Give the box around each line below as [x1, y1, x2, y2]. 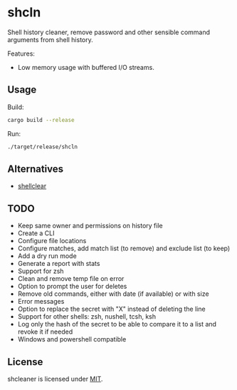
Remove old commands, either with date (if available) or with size [17, 289, 209, 298]
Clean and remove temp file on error [17, 274, 125, 283]
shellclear [17, 182, 47, 190]
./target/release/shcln [7, 143, 78, 150]
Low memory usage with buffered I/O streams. [17, 63, 154, 71]
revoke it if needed [17, 327, 73, 336]
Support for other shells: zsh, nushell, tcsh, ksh [17, 312, 157, 321]
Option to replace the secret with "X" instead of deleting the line [17, 304, 206, 314]
